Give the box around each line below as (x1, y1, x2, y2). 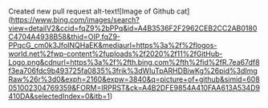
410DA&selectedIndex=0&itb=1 (8, 91, 111, 102)
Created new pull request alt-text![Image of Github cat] (8, 6, 190, 16)
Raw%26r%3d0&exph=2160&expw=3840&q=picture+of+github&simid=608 (8, 74, 261, 84)
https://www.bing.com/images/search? (10, 15, 140, 25)
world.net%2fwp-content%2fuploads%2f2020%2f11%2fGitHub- (8, 49, 223, 58)
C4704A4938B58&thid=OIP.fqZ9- (8, 32, 121, 42)
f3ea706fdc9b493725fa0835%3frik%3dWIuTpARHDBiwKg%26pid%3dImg (8, 66, 258, 76)
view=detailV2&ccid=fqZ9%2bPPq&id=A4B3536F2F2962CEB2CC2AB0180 (8, 23, 258, 34)
